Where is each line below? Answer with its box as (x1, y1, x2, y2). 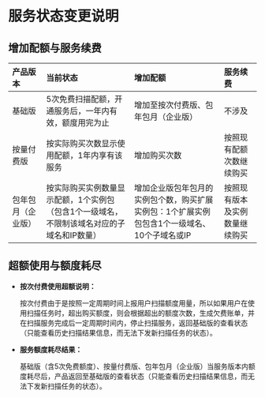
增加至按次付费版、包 (133, 99, 214, 111)
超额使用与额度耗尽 (8, 259, 102, 272)
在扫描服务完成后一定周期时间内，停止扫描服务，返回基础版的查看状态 (19, 317, 248, 328)
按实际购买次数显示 (46, 138, 118, 148)
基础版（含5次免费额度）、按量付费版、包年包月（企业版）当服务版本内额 (19, 361, 256, 371)
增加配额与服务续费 (8, 41, 102, 54)
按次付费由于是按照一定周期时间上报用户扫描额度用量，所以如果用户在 (19, 298, 248, 308)
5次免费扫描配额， (46, 94, 115, 104)
